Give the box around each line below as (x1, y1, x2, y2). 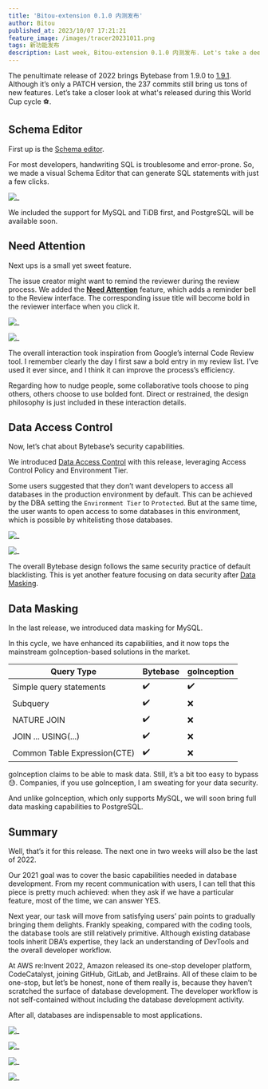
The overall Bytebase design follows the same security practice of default (8, 561, 251, 572)
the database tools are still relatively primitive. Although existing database (8, 928, 250, 938)
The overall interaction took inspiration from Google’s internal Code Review (8, 348, 254, 357)
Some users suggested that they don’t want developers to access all (8, 481, 234, 491)
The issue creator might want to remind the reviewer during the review (8, 276, 240, 285)
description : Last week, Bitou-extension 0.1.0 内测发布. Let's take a (8, 49, 247, 57)
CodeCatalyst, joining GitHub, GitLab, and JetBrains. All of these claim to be (8, 969, 258, 979)
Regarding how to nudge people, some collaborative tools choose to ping (8, 381, 249, 390)
